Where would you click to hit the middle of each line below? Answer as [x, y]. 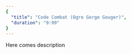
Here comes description [35, 45]
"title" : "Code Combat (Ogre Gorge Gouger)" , [69, 17]
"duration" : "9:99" [35, 23]
